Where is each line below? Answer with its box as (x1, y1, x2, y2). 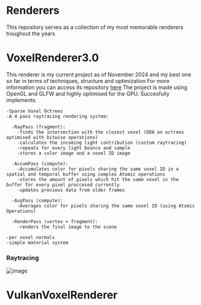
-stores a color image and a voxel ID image (17, 150, 131, 156)
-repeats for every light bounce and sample (17, 145, 131, 151)
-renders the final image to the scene (17, 224, 117, 230)
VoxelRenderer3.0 (6, 51, 99, 65)
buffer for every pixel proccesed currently (6, 182, 120, 188)
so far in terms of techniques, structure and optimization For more (6, 77, 170, 84)
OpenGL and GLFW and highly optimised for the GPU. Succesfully (6, 90, 170, 97)
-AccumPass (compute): (11, 161, 69, 167)
